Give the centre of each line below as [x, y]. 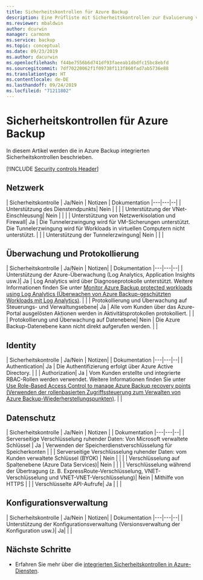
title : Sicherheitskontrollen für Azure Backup [67, 12]
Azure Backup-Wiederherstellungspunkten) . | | [64, 399]
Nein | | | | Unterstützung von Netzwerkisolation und [111, 215]
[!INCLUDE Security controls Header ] [53, 169]
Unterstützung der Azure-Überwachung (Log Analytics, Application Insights [101, 275]
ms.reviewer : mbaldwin [35, 23]
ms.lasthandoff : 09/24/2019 [42, 86]
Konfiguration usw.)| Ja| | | [39, 530]
